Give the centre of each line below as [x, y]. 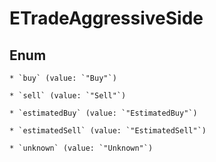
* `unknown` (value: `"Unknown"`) [81, 148]
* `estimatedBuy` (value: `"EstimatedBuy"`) [103, 113]
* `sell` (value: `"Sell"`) [68, 96]
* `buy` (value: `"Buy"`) [63, 78]
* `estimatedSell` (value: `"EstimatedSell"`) [108, 131]
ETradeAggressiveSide [106, 18]
